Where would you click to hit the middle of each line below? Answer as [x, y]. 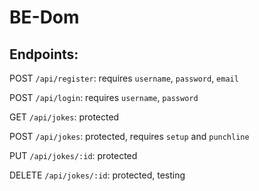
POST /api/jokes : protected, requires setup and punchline [129, 136]
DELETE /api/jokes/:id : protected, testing [97, 175]
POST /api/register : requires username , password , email [124, 78]
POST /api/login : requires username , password [104, 97]
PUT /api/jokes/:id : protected [73, 155]
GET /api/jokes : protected [64, 117]
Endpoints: [44, 54]
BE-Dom [44, 17]
